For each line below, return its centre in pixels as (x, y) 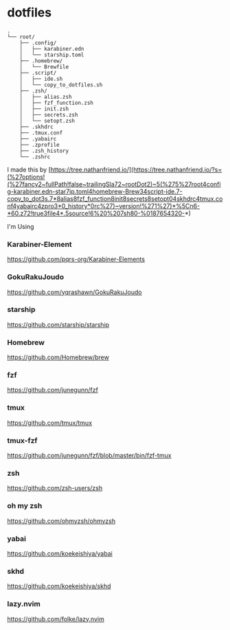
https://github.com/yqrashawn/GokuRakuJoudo (74, 292)
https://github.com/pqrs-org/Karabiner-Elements (76, 259)
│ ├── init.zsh (44, 109)
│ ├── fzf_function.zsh (57, 103)
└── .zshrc (35, 157)
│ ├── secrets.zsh (49, 114)
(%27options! (26, 177)
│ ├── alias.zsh (46, 97)
